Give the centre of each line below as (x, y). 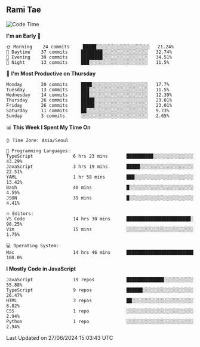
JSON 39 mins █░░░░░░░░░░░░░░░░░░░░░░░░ (100, 198)
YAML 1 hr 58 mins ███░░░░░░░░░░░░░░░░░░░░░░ (100, 177)
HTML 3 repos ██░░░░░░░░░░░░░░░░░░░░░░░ (100, 300)
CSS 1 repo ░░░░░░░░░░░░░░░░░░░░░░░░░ (100, 311)
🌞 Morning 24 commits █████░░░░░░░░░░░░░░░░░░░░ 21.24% (90, 47)
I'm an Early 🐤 (24, 36)
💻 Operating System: (33, 245)
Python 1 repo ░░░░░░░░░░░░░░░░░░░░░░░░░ (100, 321)
